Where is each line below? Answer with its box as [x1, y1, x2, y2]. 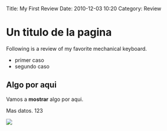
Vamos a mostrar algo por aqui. [6, 96, 84, 103]
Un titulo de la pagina [6, 26, 112, 39]
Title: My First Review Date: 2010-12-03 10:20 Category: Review [6, 5, 162, 12]
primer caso [14, 56, 44, 64]
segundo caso [14, 63, 50, 70]
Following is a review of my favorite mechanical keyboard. [6, 45, 148, 52]
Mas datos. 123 [6, 107, 43, 114]
